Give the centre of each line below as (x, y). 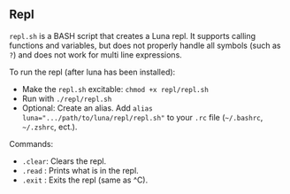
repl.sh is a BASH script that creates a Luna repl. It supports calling (133, 35)
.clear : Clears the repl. (64, 161)
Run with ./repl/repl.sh (67, 98)
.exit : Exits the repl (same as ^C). (85, 180)
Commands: (31, 144)
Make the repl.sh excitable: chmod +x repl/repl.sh (115, 89)
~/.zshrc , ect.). (50, 127)
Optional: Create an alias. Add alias (87, 108)
